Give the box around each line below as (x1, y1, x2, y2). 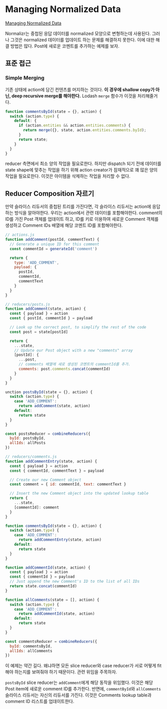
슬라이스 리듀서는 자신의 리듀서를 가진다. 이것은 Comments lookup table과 (5, 692, 151, 698)
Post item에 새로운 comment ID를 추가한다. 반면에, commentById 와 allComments (5, 686, 161, 692)
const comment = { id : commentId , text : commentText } (9, 482, 126, 487)
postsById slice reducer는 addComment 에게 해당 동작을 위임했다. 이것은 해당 (5, 679, 153, 685)
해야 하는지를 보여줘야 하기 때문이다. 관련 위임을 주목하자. (5, 669, 117, 675)
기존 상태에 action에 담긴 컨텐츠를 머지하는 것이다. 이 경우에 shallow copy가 (5, 86, 155, 92)
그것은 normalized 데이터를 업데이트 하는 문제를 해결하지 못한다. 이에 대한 (10, 37, 155, 43)
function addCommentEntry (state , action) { (5, 459, 97, 464)
